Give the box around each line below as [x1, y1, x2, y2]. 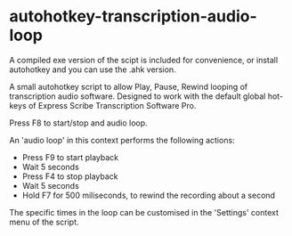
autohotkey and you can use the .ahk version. [9, 64, 176, 75]
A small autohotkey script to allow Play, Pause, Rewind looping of [9, 81, 248, 92]
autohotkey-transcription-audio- [9, 6, 258, 27]
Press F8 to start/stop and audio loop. [9, 118, 149, 128]
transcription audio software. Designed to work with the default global [9, 91, 266, 102]
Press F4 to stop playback [21, 171, 118, 182]
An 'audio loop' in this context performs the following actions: [9, 134, 235, 145]
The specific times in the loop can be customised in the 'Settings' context [9, 207, 279, 217]
